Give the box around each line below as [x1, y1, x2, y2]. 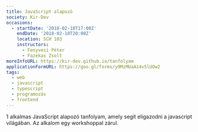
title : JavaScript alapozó [6, 8, 73, 15]
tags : [6, 69, 20, 75]
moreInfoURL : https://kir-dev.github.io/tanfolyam [6, 58, 134, 64]
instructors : [17, 42, 49, 48]
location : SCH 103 [17, 36, 62, 42]
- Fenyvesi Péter [21, 47, 65, 53]
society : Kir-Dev [6, 14, 49, 20]
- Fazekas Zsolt [21, 53, 62, 59]
